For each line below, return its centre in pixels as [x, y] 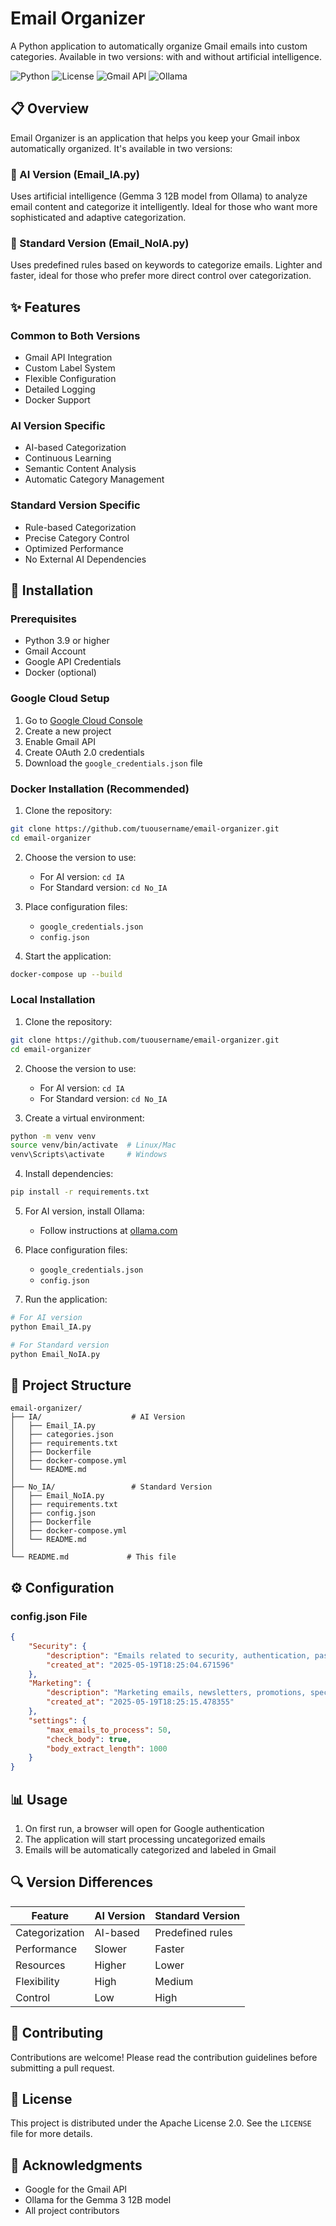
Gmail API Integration [68, 358]
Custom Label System [70, 368]
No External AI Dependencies [85, 559]
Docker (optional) [60, 673]
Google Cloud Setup [60, 699]
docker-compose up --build [66, 974]
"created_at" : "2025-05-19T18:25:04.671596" [140, 1665]
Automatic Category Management [94, 479]
